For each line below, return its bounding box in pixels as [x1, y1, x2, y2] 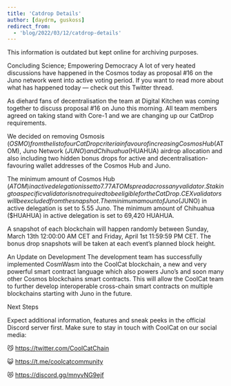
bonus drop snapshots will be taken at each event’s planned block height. [7, 239, 216, 248]
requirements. [7, 119, 47, 128]
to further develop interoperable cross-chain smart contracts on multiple [7, 282, 213, 290]
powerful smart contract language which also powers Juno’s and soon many [7, 267, 224, 276]
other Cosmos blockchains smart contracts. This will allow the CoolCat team [7, 275, 224, 283]
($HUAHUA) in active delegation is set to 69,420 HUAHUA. [7, 212, 174, 220]
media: [7, 331, 27, 339]
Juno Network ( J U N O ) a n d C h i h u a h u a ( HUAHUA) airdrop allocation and [23, 147, 223, 155]
